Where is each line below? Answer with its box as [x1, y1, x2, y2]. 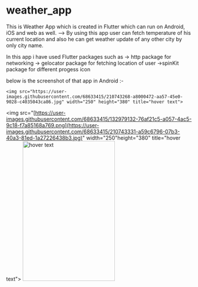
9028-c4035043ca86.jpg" [6, 98, 65, 105]
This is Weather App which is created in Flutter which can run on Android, [6, 23, 186, 30]
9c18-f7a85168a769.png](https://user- [6, 121, 100, 128]
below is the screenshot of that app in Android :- [6, 77, 124, 84]
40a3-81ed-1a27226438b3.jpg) [6, 134, 83, 141]
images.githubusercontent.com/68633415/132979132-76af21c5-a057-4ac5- [6, 116, 192, 123]
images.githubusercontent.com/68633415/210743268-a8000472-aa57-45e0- [6, 94, 183, 100]
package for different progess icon [6, 65, 91, 72]
